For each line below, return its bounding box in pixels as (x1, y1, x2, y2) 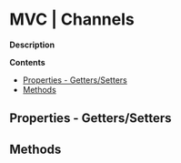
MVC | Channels (9, 9, 135, 30)
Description (9, 39, 55, 50)
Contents (9, 56, 45, 67)
